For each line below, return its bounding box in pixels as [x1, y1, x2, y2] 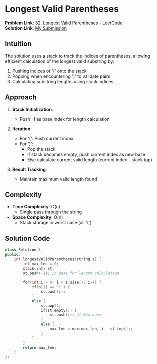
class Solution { [5, 247, 41, 253]
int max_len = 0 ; [23, 261, 59, 266]
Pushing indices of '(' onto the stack [12, 68, 87, 74]
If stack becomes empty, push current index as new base [27, 151, 146, 157]
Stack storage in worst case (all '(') [19, 220, 92, 226]
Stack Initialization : [12, 106, 53, 112]
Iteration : [12, 126, 32, 132]
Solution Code [5, 234, 50, 243]
